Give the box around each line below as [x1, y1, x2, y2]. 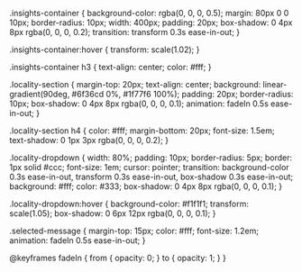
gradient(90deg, [9, 89, 70, 99]
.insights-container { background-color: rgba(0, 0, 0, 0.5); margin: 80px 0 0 [9, 8, 289, 18]
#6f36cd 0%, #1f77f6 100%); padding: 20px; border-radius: [71, 89, 294, 99]
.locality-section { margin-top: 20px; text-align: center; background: [9, 79, 261, 89]
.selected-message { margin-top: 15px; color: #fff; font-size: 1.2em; [9, 225, 260, 236]
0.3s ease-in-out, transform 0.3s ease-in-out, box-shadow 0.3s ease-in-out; [9, 171, 294, 182]
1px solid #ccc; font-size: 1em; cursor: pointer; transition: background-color [9, 162, 290, 172]
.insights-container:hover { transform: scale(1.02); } [9, 44, 200, 55]
